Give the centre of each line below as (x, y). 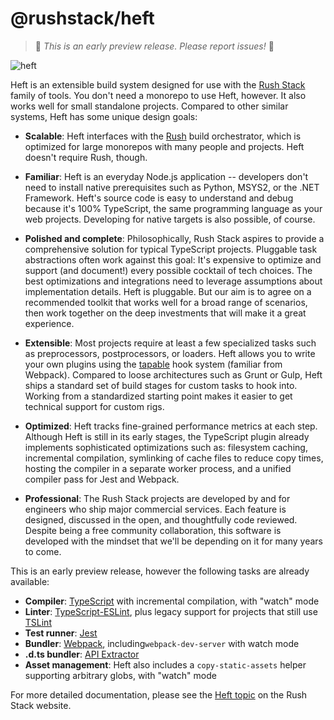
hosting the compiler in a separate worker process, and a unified (158, 468)
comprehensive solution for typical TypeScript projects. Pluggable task (171, 249)
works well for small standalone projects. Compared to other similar (149, 106)
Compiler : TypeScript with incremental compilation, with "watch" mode (172, 601)
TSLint (38, 622)
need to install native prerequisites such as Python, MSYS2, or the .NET (172, 187)
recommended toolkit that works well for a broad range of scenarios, (166, 302)
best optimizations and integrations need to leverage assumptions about (173, 281)
